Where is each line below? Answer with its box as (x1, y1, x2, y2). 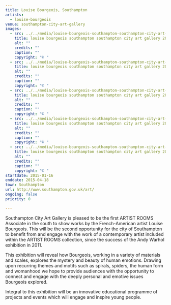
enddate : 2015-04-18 (5, 177, 49, 183)
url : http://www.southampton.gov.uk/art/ (5, 187, 95, 192)
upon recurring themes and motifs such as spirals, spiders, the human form (5, 262, 164, 268)
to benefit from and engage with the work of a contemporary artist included (5, 231, 164, 237)
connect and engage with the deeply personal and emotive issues (5, 273, 144, 280)
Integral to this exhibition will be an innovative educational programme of (5, 288, 158, 295)
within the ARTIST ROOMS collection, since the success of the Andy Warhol (5, 236, 164, 242)
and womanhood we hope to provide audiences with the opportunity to (5, 268, 154, 274)
